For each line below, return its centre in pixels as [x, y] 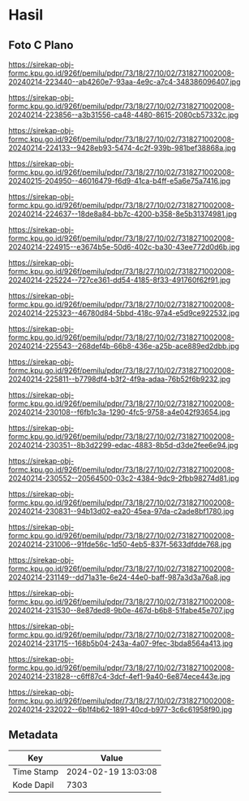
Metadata [33, 735]
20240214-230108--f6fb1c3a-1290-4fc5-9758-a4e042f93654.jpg [120, 412]
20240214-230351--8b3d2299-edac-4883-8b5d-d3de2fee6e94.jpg [123, 445]
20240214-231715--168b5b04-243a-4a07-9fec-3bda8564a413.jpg [121, 643]
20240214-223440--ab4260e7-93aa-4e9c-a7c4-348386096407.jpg [124, 82]
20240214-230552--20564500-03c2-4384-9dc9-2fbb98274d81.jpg [124, 478]
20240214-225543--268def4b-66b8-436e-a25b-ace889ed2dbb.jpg [124, 346]
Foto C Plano [41, 45]
